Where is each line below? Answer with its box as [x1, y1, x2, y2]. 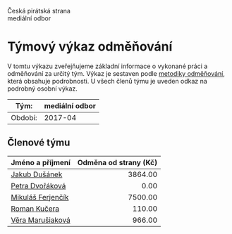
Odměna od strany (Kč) [77, 157, 158, 167]
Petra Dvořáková [11, 181, 66, 190]
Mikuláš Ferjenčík [11, 192, 69, 202]
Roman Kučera [11, 204, 60, 214]
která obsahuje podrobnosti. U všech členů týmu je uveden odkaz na [7, 77, 208, 85]
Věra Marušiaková [11, 215, 71, 225]
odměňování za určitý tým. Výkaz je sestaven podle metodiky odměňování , [7, 69, 226, 77]
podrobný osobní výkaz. [7, 84, 78, 93]
